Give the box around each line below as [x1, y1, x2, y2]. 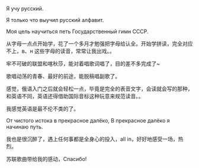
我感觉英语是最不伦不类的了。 [6, 105, 79, 112]
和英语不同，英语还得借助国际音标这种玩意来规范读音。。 [6, 93, 144, 99]
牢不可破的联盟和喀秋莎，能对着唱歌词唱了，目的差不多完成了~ [6, 60, 161, 67]
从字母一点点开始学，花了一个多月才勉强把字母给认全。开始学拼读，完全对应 [6, 40, 193, 47]
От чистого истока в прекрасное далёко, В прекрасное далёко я [6, 117, 170, 124]
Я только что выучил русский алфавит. [6, 17, 104, 23]
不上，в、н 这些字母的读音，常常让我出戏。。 [6, 47, 115, 54]
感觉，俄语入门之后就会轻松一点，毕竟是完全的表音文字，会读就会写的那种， [6, 85, 193, 92]
